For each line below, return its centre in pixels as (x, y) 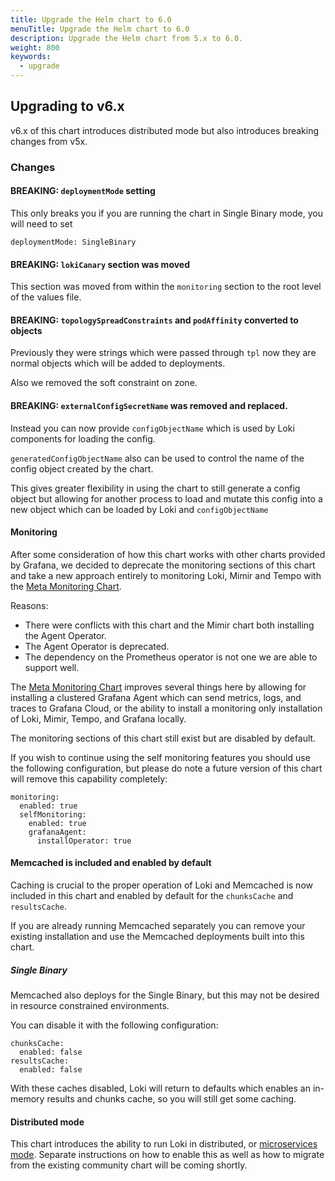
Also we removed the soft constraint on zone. (104, 383)
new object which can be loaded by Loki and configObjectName (139, 509)
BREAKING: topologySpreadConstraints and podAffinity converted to (154, 320)
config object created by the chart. (82, 468)
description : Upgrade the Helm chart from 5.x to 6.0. (127, 38)
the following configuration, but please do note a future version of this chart (166, 768)
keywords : (31, 57)
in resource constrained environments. (90, 1005)
